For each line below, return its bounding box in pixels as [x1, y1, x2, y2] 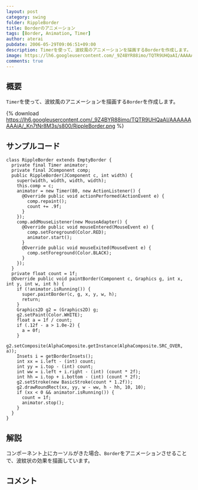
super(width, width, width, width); [16, 178, 107, 184]
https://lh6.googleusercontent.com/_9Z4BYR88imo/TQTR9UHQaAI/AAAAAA [6, 116, 192, 123]
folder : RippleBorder [6, 19, 60, 25]
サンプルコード [6, 141, 60, 151]
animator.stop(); [21, 400, 65, 406]
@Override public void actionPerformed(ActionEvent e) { [21, 193, 165, 200]
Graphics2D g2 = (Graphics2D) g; [16, 307, 99, 313]
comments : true [6, 58, 44, 64]
